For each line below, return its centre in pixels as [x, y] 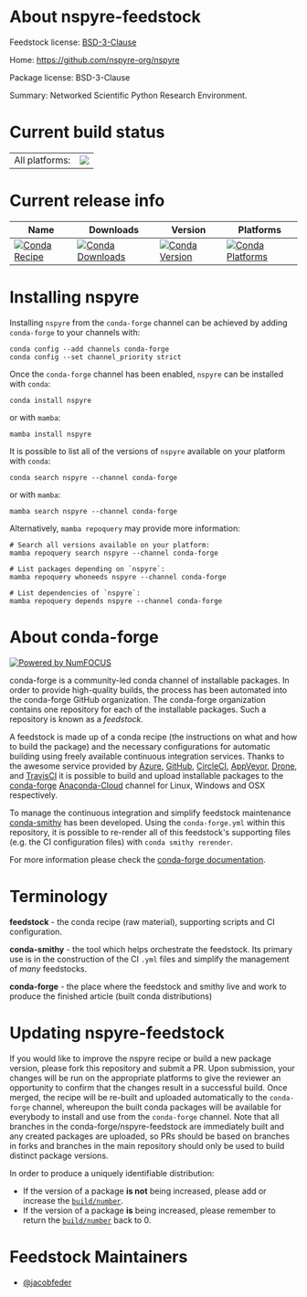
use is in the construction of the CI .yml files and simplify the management [149, 959]
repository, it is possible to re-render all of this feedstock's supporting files [150, 832]
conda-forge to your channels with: [75, 332]
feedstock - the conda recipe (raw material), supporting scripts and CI [143, 921]
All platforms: [42, 160]
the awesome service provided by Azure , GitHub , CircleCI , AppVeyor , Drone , [153, 766]
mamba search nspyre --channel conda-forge [94, 511]
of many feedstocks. [48, 968]
